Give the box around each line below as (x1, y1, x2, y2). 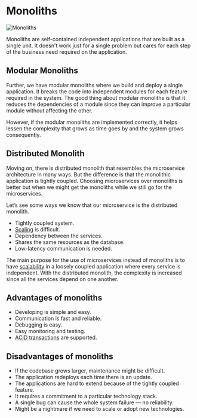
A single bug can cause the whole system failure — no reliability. (14, 399, 174, 406)
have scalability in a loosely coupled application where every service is (6, 263, 181, 270)
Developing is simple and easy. (14, 309, 91, 316)
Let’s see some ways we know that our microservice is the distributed (6, 202, 178, 209)
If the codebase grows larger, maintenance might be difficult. (14, 367, 165, 374)
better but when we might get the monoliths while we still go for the (6, 184, 172, 191)
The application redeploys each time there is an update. (14, 374, 152, 381)
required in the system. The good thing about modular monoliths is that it (6, 94, 186, 101)
